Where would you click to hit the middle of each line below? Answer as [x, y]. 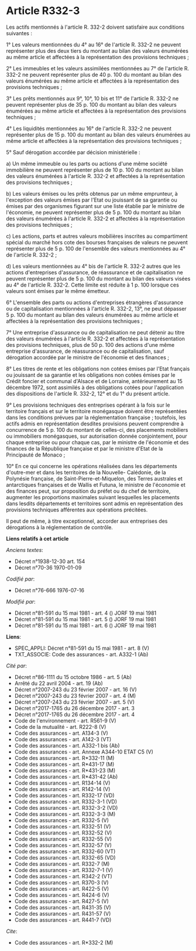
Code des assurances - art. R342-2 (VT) [63, 876]
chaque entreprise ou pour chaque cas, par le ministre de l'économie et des [97, 442]
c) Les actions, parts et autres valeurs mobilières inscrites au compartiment [97, 236]
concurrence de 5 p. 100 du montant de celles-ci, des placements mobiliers [97, 430]
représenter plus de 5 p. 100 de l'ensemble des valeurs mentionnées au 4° [96, 248]
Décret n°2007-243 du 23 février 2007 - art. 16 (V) [76, 689]
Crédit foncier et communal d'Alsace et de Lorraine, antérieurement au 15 [94, 381]
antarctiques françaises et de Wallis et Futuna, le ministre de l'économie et [96, 485]
